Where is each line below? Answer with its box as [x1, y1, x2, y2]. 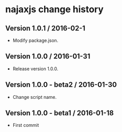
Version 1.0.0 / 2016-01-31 [5, 52, 90, 61]
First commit [12, 122, 39, 128]
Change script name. [12, 94, 57, 100]
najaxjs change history [5, 4, 104, 15]
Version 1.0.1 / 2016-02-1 [5, 24, 85, 33]
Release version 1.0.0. [12, 65, 58, 72]
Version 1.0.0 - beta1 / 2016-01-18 [5, 109, 114, 118]
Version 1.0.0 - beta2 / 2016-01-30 [5, 81, 117, 89]
